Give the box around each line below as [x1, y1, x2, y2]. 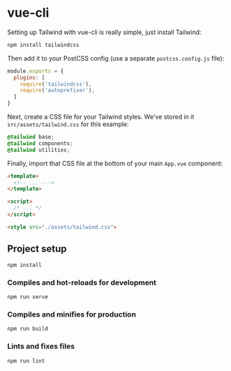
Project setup [7, 243, 68, 255]
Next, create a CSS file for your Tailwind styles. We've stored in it [7, 113, 195, 121]
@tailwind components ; [7, 139, 73, 147]
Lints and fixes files [7, 342, 75, 351]
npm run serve [7, 293, 49, 301]
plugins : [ [13, 74, 45, 81]
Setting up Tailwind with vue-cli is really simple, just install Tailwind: [7, 28, 202, 36]
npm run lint [7, 357, 45, 364]
